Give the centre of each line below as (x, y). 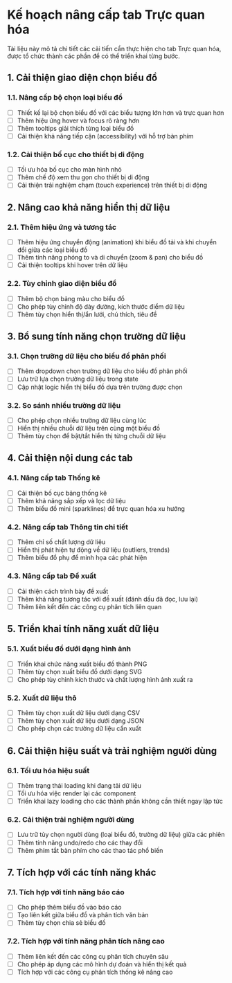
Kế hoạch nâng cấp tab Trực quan (106, 15)
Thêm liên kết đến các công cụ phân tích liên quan (89, 606)
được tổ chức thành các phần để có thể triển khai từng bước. (93, 56)
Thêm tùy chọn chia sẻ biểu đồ (61, 923)
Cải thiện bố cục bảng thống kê (62, 493)
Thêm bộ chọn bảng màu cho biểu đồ (71, 298)
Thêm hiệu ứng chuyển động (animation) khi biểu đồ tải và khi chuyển (117, 242)
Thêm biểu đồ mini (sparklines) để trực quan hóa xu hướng (101, 508)
